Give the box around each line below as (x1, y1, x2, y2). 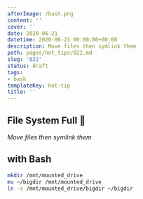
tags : (7, 69, 23, 76)
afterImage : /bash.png (7, 10, 74, 18)
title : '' (7, 88, 36, 95)
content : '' (7, 17, 42, 24)
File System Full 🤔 (7, 114, 86, 126)
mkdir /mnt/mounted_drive (7, 172, 83, 179)
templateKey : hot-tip (7, 82, 71, 89)
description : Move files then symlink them (7, 43, 137, 50)
